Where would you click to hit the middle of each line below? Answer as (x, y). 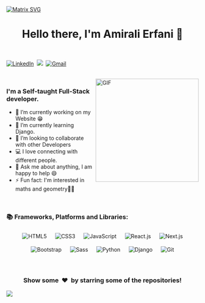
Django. (25, 132)
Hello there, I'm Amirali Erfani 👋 (103, 34)
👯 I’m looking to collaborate (49, 138)
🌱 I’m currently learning (45, 125)
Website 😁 (29, 119)
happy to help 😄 (36, 173)
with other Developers (43, 145)
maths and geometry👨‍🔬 (45, 189)
